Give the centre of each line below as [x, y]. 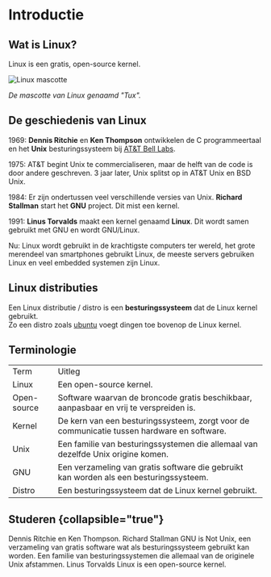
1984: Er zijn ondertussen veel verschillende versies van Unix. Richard [125, 197]
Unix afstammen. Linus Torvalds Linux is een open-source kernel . [117, 564]
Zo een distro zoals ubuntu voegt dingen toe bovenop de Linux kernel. [125, 324]
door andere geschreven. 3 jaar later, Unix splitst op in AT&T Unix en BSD [130, 173]
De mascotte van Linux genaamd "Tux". [75, 95]
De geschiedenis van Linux [77, 121]
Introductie [46, 15]
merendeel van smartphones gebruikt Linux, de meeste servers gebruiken [131, 254]
